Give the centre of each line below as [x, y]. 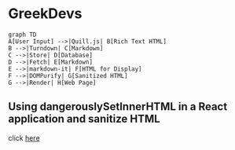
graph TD [22, 35]
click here [24, 137]
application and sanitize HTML [84, 119]
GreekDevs [45, 14]
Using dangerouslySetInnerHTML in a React [118, 107]
